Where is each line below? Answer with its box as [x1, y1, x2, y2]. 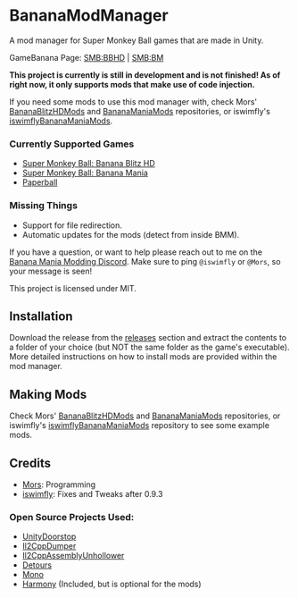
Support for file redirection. [21, 220, 123, 231]
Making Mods [9, 386, 87, 402]
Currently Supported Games [9, 138, 135, 150]
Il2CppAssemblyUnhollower [21, 551, 125, 561]
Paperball [21, 177, 58, 188]
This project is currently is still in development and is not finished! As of [9, 69, 281, 80]
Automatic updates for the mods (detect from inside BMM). [21, 229, 240, 240]
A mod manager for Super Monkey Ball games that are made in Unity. [9, 35, 264, 46]
